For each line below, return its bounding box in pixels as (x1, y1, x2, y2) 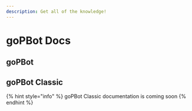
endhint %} (6, 99, 34, 106)
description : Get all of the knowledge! (6, 8, 107, 15)
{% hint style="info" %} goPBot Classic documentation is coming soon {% (6, 93, 187, 100)
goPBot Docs (6, 33, 71, 47)
